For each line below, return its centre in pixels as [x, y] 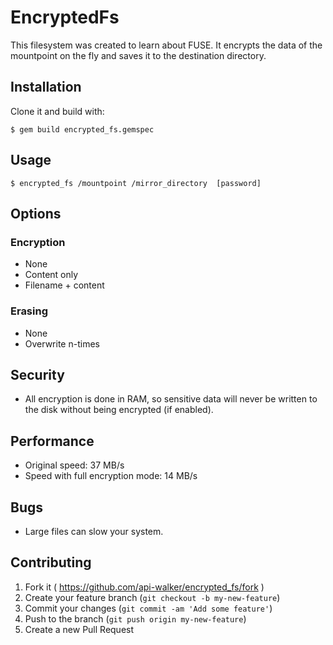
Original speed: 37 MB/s [74, 465]
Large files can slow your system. [94, 531]
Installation [46, 87]
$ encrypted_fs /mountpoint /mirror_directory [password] [136, 183]
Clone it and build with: [57, 111]
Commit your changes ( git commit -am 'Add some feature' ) [148, 608]
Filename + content [64, 285]
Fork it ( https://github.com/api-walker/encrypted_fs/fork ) [144, 587]
